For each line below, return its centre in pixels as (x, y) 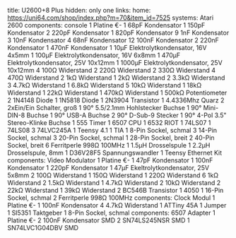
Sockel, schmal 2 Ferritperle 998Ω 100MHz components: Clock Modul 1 (111, 198)
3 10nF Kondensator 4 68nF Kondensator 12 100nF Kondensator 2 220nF (113, 40)
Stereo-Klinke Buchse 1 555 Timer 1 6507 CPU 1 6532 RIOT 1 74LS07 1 (109, 123)
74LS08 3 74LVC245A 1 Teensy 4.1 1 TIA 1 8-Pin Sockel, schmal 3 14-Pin (112, 130)
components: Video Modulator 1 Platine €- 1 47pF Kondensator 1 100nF (110, 160)
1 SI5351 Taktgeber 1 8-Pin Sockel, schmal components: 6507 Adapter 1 (111, 213)
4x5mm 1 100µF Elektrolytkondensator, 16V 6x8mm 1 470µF (94, 55)
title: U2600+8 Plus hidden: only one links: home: (79, 10)
